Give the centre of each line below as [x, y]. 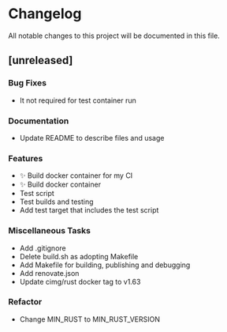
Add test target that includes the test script [89, 210]
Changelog [45, 14]
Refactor [25, 302]
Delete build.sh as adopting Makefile [79, 256]
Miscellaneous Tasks [49, 231]
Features [26, 158]
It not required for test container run [78, 100]
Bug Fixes [28, 83]
